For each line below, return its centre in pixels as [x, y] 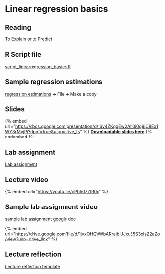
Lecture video [27, 180]
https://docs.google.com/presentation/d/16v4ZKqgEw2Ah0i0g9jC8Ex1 [87, 126]
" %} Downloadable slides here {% [116, 132]
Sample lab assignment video [51, 207]
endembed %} [20, 137]
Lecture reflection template [33, 266]
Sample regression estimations [54, 82]
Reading [18, 27]
